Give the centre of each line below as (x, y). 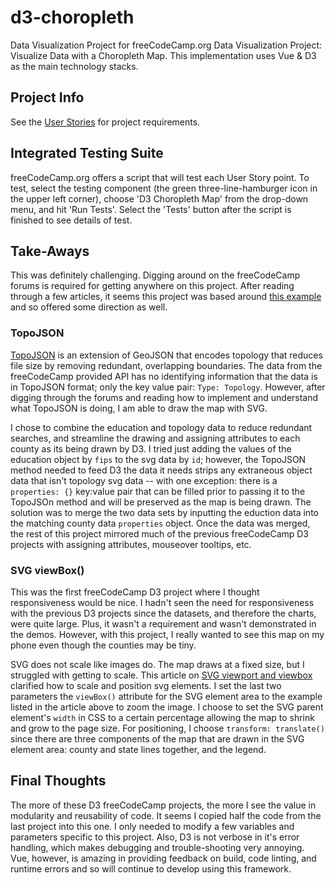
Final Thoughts (58, 781)
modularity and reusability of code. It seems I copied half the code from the (166, 815)
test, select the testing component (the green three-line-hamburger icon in (164, 188)
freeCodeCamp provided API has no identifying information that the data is (164, 376)
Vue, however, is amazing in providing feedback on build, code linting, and (163, 858)
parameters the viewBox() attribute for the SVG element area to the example (166, 696)
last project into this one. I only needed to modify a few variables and (152, 826)
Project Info (47, 97)
